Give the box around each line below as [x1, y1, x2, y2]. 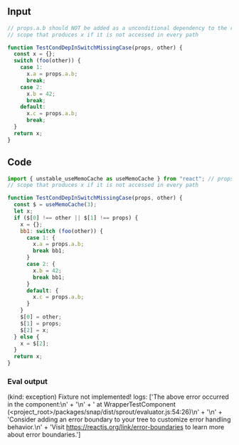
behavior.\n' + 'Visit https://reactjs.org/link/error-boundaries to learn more [7, 423, 225, 431]
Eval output [7, 376, 48, 386]
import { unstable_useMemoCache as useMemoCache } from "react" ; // [7, 175, 215, 182]
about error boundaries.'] [7, 430, 81, 439]
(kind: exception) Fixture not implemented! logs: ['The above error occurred [7, 392, 229, 401]
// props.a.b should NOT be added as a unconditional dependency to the [7, 24, 228, 31]
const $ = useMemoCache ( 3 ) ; [14, 201, 97, 208]
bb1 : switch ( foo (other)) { [20, 227, 103, 235]
